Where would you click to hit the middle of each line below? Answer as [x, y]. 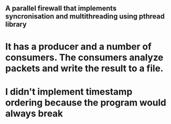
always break [34, 113]
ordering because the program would [86, 102]
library [16, 24]
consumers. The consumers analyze [84, 57]
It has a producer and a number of [78, 46]
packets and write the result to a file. [84, 68]
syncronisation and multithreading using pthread [85, 17]
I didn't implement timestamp [69, 91]
